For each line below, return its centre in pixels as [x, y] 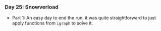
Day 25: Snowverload [32, 7]
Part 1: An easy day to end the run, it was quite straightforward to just [84, 18]
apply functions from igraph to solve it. [52, 23]
